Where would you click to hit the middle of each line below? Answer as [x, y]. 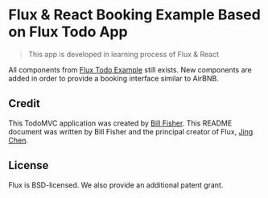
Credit [24, 103]
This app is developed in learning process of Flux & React [124, 54]
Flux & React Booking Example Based [135, 15]
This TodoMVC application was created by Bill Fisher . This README [120, 123]
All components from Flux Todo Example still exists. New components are [130, 69]
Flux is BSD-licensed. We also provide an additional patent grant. [116, 185]
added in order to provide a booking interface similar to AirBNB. [113, 78]
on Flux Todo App [68, 32]
